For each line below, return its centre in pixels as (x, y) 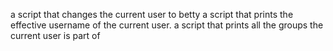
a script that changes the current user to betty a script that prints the (152, 14)
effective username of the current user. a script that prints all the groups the (167, 25)
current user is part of (55, 35)
